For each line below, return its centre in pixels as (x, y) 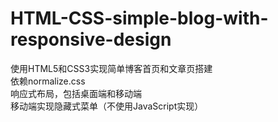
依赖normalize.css (48, 81)
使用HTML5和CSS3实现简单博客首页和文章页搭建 (111, 68)
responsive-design (91, 39)
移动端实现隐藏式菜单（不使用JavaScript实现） (107, 106)
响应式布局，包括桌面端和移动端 (76, 93)
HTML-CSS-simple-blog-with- (139, 18)
